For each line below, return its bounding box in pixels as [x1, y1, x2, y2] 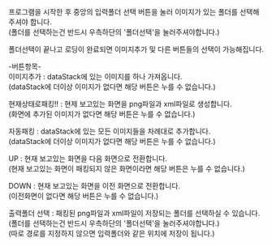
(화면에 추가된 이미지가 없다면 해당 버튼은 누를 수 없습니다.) [8, 109, 196, 119]
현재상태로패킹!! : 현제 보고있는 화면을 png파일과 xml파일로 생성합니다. [8, 100, 233, 108]
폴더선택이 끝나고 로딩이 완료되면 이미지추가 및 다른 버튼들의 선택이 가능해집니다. [8, 45, 265, 54]
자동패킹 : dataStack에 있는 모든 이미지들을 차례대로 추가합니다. [8, 126, 211, 136]
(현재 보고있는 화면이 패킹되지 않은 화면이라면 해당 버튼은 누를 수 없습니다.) [8, 164, 245, 173]
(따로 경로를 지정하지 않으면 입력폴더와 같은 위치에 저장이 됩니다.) [8, 229, 215, 238]
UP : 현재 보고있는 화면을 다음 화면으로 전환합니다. [8, 154, 168, 163]
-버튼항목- [8, 61, 42, 71]
